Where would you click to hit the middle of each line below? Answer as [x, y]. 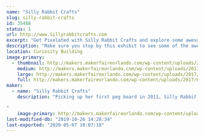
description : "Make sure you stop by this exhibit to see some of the [97, 46]
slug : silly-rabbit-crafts [40, 18]
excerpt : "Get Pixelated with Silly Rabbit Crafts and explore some [95, 40]
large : [25, 74]
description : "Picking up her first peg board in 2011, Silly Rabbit [107, 97]
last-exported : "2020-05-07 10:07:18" [55, 125]
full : [24, 80]
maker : [15, 86]
